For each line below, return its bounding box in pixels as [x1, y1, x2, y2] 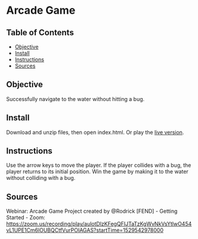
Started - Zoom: [6, 214, 46, 221]
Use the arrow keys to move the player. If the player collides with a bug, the [6, 162, 191, 169]
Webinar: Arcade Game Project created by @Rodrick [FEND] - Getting [6, 207, 178, 215]
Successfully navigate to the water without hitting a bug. [6, 95, 145, 102]
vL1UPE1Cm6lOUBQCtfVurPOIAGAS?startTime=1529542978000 [6, 226, 164, 234]
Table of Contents [6, 27, 75, 38]
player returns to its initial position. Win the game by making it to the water [6, 168, 189, 175]
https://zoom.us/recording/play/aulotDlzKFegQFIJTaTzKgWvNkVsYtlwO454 [6, 220, 192, 228]
